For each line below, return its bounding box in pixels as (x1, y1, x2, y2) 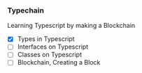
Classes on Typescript (17, 51, 83, 59)
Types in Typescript (17, 35, 75, 43)
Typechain (7, 6, 44, 15)
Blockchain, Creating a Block (17, 58, 101, 67)
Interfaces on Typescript (17, 42, 89, 51)
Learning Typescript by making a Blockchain (7, 22, 136, 30)
